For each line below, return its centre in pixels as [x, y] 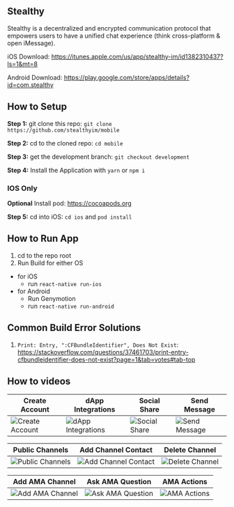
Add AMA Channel [44, 482]
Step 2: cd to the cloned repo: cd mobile [65, 143]
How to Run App [43, 239]
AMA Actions [185, 482]
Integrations [95, 409]
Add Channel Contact [116, 450]
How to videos [39, 381]
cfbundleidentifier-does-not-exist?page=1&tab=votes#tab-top [106, 359]
